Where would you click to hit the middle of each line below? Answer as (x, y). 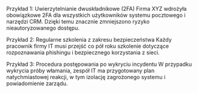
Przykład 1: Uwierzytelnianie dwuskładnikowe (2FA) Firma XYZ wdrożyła (97, 9)
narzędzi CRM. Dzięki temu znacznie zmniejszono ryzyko (78, 21)
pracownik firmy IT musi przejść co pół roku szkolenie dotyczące (87, 46)
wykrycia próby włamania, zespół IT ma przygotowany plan (80, 71)
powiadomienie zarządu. (37, 83)
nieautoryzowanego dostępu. (43, 28)
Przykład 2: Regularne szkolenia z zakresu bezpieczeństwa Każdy (89, 40)
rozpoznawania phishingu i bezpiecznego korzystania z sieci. (83, 53)
